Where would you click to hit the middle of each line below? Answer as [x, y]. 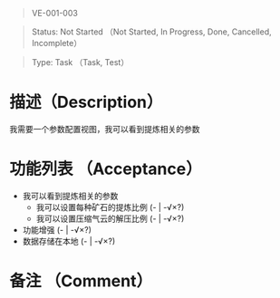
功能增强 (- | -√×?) [57, 229]
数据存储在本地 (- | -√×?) [69, 241]
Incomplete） [57, 43]
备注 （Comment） [81, 281]
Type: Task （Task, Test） [80, 62]
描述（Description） [86, 102]
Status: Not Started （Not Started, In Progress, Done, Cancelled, [151, 32]
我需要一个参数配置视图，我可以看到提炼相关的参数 [105, 129]
